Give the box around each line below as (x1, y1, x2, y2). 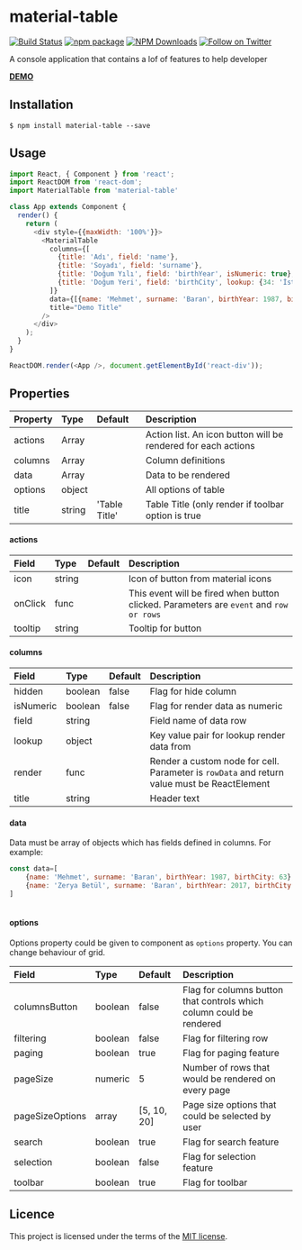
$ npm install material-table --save (9, 121, 151, 130)
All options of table (145, 483, 225, 496)
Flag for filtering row (182, 1032, 269, 1045)
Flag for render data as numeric (149, 700, 283, 713)
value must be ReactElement (149, 778, 271, 790)
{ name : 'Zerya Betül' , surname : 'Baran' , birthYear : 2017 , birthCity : (25, 880, 296, 890)
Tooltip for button (129, 622, 202, 634)
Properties (9, 386, 70, 402)
